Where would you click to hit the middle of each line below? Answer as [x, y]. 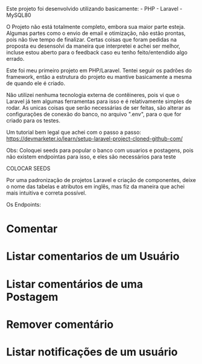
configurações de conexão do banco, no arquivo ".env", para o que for [94, 114]
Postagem [32, 297]
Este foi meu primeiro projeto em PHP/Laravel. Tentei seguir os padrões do [99, 71]
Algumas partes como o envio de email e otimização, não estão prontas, [96, 33]
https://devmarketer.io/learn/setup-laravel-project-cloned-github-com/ [94, 139]
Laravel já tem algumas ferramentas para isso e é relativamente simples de [99, 101]
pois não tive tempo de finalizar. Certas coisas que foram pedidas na [91, 39]
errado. [15, 59]
